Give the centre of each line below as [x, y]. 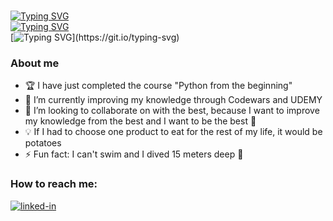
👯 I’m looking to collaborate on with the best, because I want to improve [172, 111]
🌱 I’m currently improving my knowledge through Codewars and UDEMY [173, 100]
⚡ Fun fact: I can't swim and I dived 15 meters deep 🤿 [134, 154]
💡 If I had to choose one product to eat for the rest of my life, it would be [173, 132]
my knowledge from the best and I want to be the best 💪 [140, 121]
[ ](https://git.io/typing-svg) [95, 37]
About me [35, 63]
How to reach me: [54, 184]
